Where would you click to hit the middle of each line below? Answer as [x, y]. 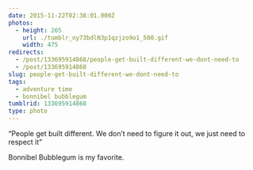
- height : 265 [38, 30]
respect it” [25, 142]
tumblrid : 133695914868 [48, 104]
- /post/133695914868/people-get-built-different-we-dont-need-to [127, 60]
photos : [21, 23]
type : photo [28, 111]
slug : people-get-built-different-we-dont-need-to [94, 74]
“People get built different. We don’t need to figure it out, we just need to [127, 134]
